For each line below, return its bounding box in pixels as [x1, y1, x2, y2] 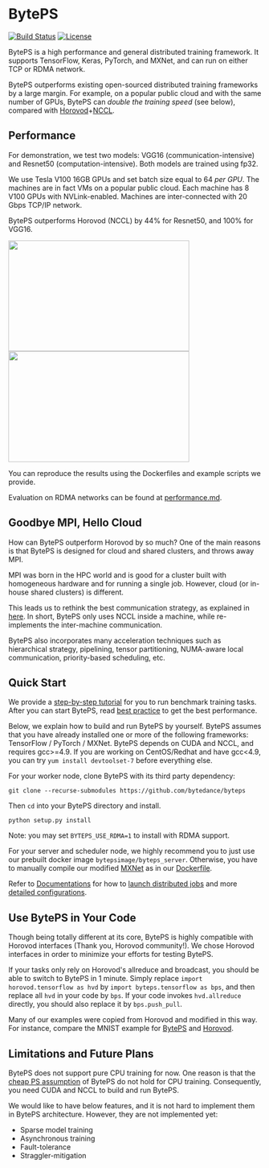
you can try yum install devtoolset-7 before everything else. [8, 756, 213, 765]
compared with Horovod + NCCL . [8, 106, 115, 115]
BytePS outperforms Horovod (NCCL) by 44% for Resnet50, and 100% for [8, 215, 254, 226]
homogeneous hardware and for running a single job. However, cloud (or [8, 578, 249, 588]
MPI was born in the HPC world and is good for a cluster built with [8, 570, 226, 580]
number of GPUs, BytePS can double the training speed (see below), [8, 97, 235, 106]
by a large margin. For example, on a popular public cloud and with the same [8, 88, 262, 97]
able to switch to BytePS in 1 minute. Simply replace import [8, 974, 203, 984]
